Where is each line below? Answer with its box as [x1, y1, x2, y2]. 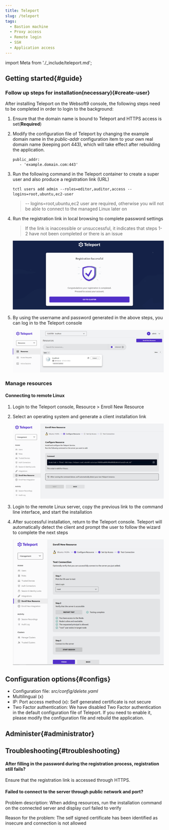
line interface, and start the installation [12, 509, 93, 515]
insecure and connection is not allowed [5, 820, 87, 826]
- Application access [10, 45, 55, 50]
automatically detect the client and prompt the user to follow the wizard [12, 524, 161, 530]
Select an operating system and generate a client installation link [12, 413, 147, 419]
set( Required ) [12, 121, 42, 127]
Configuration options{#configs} [5, 675, 111, 683]
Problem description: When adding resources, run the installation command [5, 800, 162, 806]
